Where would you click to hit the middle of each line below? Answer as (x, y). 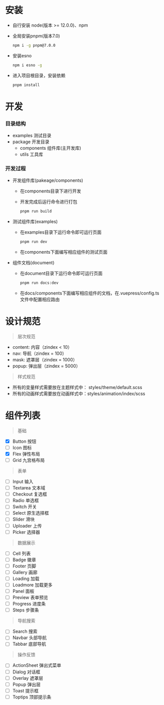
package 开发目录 (31, 142)
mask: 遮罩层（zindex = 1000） (45, 359)
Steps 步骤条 (26, 610)
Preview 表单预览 (30, 597)
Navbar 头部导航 (29, 638)
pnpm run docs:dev (39, 283)
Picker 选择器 (26, 532)
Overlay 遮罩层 (28, 678)
